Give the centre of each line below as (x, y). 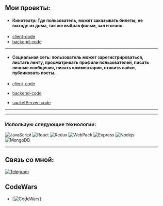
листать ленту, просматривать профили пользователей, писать (81, 62)
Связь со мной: (30, 160)
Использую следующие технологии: (51, 124)
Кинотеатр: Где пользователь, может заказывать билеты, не (77, 20)
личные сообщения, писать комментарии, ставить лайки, (74, 68)
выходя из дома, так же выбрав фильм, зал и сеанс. (68, 25)
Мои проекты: (28, 8)
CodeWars (21, 187)
